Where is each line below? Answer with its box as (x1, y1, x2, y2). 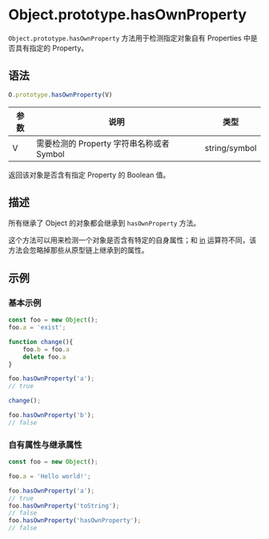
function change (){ (8, 338, 74, 346)
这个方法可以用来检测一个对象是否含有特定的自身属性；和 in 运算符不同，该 (8, 235, 257, 245)
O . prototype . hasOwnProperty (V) (8, 91, 113, 99)
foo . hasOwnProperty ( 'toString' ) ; (8, 501, 120, 510)
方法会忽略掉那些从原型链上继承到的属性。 (8, 245, 149, 255)
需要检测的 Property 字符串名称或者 (35, 138, 170, 149)
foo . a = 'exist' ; (8, 323, 66, 331)
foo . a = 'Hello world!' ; (8, 472, 91, 480)
